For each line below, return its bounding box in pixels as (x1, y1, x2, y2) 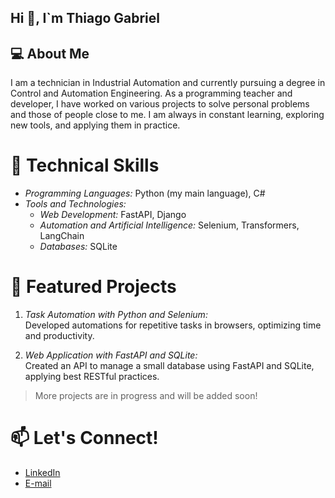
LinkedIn (24, 467, 61, 479)
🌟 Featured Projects (10, 276, 177, 298)
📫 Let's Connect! (10, 427, 159, 450)
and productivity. (24, 330, 95, 342)
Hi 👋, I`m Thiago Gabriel (10, 10, 160, 27)
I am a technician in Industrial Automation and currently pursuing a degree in (10, 77, 326, 89)
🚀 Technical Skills (10, 154, 160, 177)
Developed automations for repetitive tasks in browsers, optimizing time (24, 319, 322, 331)
